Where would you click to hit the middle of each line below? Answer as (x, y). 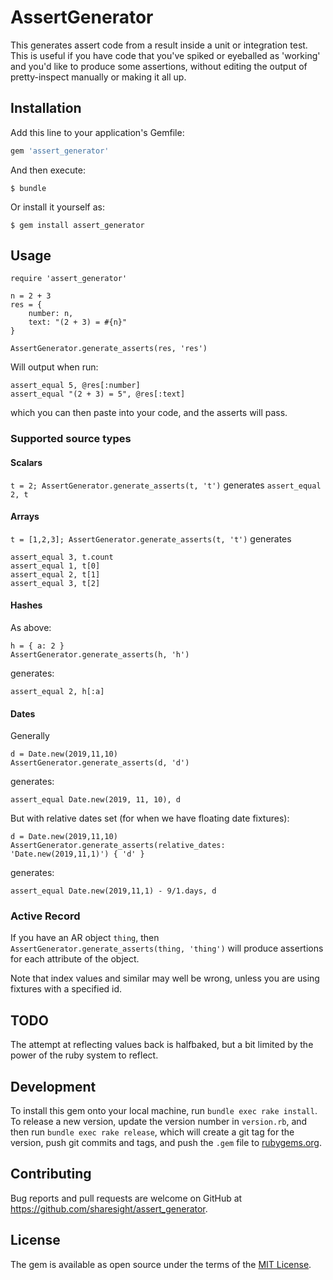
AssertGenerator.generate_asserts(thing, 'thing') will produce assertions (167, 948)
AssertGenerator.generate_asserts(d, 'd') (100, 763)
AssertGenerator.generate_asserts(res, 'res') (109, 349)
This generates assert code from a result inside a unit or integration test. (159, 45)
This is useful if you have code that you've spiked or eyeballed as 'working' (165, 55)
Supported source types (71, 439)
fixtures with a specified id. (66, 989)
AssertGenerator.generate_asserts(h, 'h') (100, 654)
